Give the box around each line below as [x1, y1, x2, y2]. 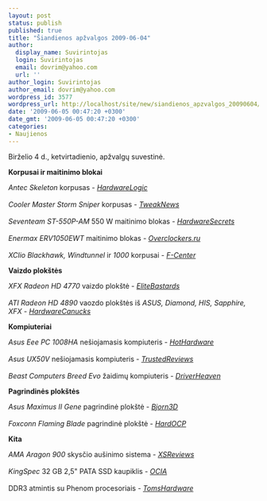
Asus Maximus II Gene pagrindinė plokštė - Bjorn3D [8, 402, 179, 411]
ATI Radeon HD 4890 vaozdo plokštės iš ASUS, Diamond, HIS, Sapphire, [8, 297, 246, 307]
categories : [8, 122, 48, 130]
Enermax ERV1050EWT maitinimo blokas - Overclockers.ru [8, 233, 201, 243]
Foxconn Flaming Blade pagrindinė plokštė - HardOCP [8, 418, 187, 428]
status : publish [8, 19, 62, 27]
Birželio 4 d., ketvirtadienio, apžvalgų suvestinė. [8, 152, 165, 161]
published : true [8, 26, 62, 34]
